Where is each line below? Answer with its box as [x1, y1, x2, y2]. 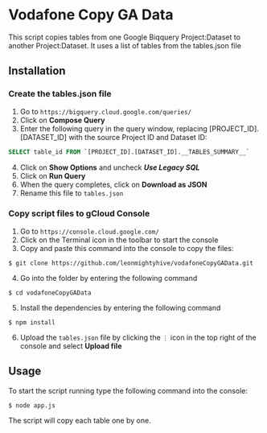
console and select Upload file [19, 340, 122, 351]
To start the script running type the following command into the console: [8, 386, 248, 395]
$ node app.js [8, 401, 56, 410]
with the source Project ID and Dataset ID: [68, 132, 207, 142]
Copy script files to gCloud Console [8, 208, 150, 219]
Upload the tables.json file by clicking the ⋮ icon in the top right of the [19, 332, 257, 342]
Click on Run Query [19, 171, 86, 180]
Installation [8, 64, 66, 78]
